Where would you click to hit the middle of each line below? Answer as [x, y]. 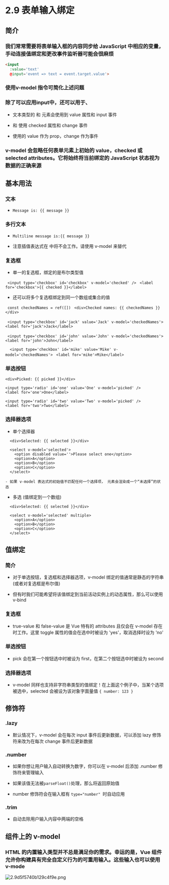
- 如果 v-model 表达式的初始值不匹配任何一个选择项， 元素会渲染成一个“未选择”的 [81, 482]
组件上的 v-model [33, 836]
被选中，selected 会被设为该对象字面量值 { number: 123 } [73, 691]
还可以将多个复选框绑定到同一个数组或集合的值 [61, 297]
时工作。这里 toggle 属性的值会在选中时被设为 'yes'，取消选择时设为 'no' [88, 632]
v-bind [19, 600]
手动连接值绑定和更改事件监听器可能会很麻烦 [60, 54]
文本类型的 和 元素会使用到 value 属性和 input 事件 [65, 115]
